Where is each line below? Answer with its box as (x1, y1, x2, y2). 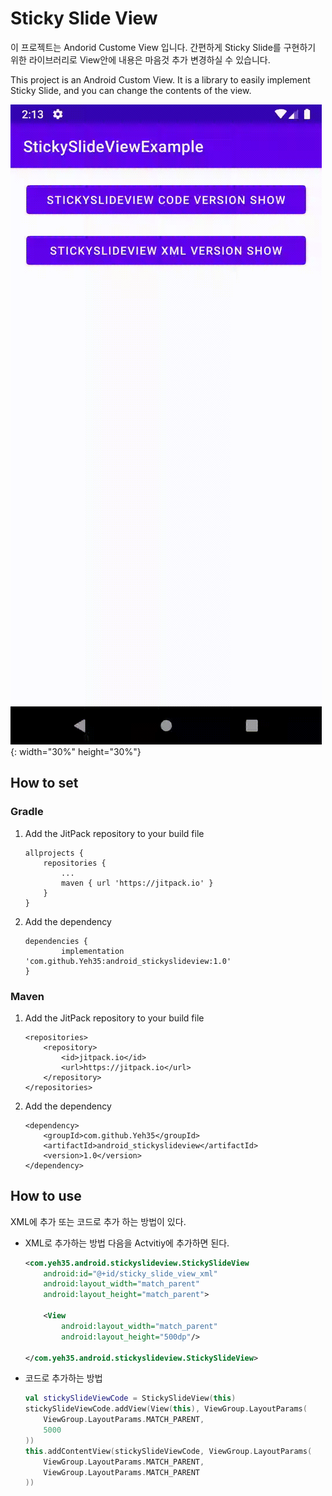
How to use (10, 1188, 82, 1205)
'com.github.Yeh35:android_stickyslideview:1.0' (24, 956, 232, 966)
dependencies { (24, 936, 89, 946)
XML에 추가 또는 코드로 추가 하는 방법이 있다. (10, 1215, 187, 1227)
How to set (10, 775, 79, 792)
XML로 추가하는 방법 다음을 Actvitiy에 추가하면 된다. (24, 1237, 230, 1249)
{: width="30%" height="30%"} (10, 745, 142, 757)
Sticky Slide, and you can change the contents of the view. (10, 84, 252, 96)
